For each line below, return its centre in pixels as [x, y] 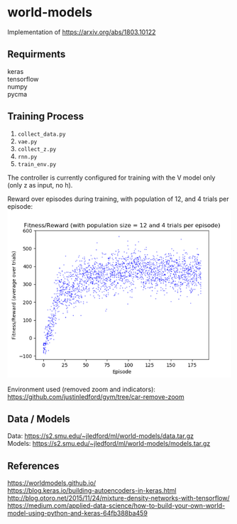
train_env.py [37, 164]
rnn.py [27, 157]
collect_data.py [42, 134]
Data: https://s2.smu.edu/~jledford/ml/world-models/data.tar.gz [100, 436]
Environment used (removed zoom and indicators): [82, 389]
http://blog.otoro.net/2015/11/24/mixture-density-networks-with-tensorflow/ [118, 498]
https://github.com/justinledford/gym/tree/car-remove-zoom [96, 397]
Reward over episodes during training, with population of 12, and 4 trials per [118, 199]
